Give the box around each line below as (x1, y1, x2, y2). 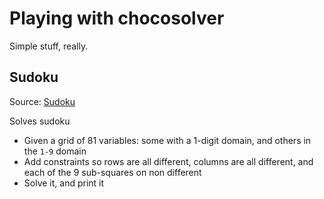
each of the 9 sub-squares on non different (23, 166, 202, 178)
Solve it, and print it (23, 177, 105, 189)
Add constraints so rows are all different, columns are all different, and (23, 155, 314, 167)
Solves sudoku (9, 115, 71, 127)
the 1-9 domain (23, 145, 87, 157)
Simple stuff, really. (9, 40, 89, 52)
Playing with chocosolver (9, 7, 225, 30)
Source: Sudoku (9, 95, 76, 107)
